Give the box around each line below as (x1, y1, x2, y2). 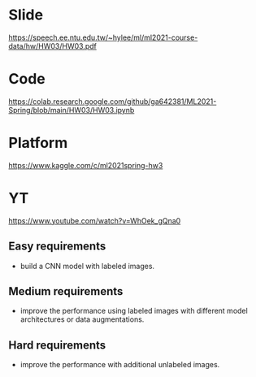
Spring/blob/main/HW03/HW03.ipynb (8, 105, 135, 115)
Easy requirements (8, 240, 106, 253)
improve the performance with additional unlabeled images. (20, 360, 220, 370)
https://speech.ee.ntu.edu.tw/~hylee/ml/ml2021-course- (8, 32, 198, 42)
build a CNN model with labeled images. (20, 261, 155, 271)
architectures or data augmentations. (20, 314, 145, 324)
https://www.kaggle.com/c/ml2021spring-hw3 (8, 160, 163, 170)
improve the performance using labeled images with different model (20, 306, 248, 316)
